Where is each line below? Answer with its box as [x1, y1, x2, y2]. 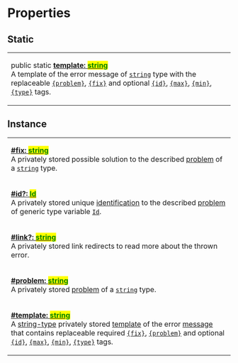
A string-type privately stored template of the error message [11, 319, 213, 329]
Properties [7, 5, 71, 21]
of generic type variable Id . [11, 206, 102, 216]
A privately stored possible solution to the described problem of [11, 154, 223, 164]
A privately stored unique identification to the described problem [11, 197, 226, 207]
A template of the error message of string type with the [11, 69, 197, 79]
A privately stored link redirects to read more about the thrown [11, 241, 218, 251]
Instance [7, 118, 47, 130]
